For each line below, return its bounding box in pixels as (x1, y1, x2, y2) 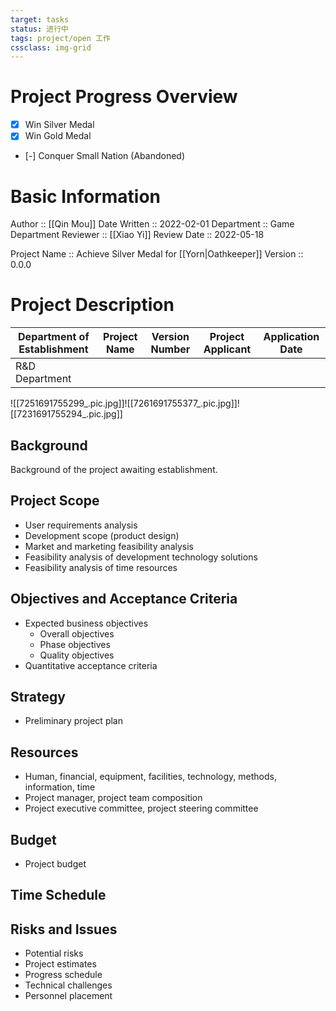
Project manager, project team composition (24, 792, 203, 804)
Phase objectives (39, 638, 111, 650)
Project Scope (10, 492, 100, 510)
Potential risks (24, 947, 84, 960)
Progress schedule (24, 969, 103, 981)
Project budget (24, 858, 87, 870)
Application (263, 330, 320, 344)
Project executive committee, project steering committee (24, 802, 259, 815)
